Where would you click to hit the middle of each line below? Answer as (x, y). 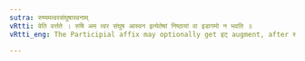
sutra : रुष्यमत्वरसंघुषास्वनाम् (49, 17)
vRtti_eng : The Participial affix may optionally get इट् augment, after (149, 34)
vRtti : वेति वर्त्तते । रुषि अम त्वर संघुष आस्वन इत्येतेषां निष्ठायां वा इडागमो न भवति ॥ (131, 26)
